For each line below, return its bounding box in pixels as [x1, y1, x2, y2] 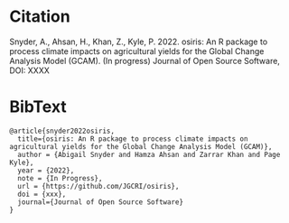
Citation [9, 6, 70, 27]
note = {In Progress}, [17, 173, 103, 182]
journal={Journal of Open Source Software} [17, 197, 183, 207]
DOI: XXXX [9, 65, 50, 76]
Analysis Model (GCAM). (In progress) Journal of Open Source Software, [9, 55, 280, 66]
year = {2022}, [17, 165, 75, 175]
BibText [9, 97, 68, 117]
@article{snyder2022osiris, [9, 126, 116, 135]
